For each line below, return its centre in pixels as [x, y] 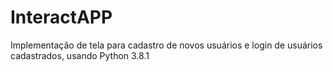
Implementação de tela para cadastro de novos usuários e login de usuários [166, 45]
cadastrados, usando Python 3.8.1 [80, 55]
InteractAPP [61, 17]
